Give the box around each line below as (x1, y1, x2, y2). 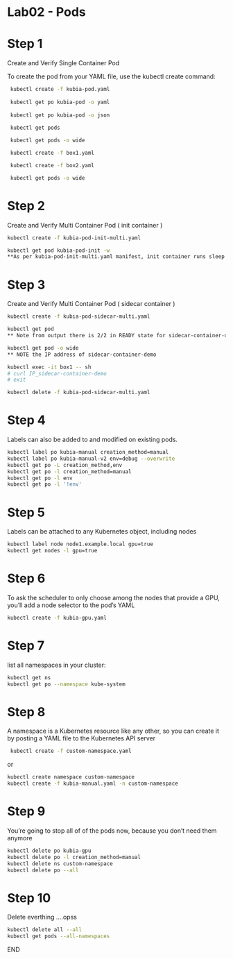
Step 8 (7, 704, 46, 720)
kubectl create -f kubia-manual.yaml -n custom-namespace (7, 780, 178, 788)
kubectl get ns (7, 674, 51, 681)
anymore (7, 834, 33, 842)
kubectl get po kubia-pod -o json (10, 112, 110, 119)
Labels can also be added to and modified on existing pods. (7, 435, 178, 444)
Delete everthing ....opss (7, 913, 78, 922)
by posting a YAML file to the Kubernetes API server (7, 734, 156, 742)
